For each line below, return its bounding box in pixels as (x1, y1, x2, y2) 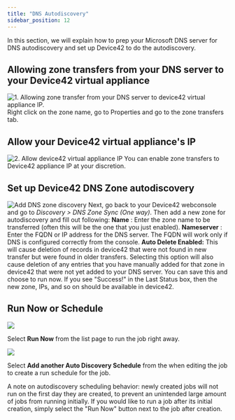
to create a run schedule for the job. (7, 368, 111, 377)
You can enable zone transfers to (124, 155, 220, 163)
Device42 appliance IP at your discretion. (7, 162, 126, 170)
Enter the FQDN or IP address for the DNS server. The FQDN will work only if (7, 230, 228, 239)
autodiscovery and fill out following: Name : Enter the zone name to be (7, 215, 211, 224)
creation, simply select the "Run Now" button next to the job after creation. (7, 404, 222, 413)
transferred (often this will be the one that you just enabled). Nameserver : (7, 223, 222, 231)
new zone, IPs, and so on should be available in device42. (7, 282, 174, 290)
